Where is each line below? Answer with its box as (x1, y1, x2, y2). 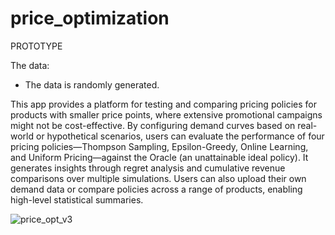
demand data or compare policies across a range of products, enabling (10, 183, 303, 195)
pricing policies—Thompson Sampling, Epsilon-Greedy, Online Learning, (10, 140, 309, 152)
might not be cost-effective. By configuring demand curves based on (10, 119, 296, 131)
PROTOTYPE (10, 40, 63, 52)
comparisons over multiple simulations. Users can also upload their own (10, 172, 307, 184)
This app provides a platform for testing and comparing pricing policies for (10, 98, 317, 110)
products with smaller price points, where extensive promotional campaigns (10, 108, 323, 121)
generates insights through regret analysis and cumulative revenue (10, 162, 286, 174)
